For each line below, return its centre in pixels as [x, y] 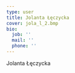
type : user [20, 12]
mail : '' [23, 40]
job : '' [22, 35]
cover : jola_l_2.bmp [33, 23]
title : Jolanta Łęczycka [38, 18]
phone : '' [24, 46]
